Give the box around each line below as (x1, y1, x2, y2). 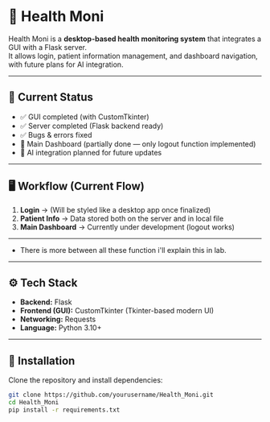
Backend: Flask (19, 297, 72, 307)
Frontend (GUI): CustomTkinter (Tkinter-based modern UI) (19, 306, 215, 316)
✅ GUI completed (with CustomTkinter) (19, 112, 150, 122)
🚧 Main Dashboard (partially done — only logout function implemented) (19, 139, 256, 148)
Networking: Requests (19, 314, 96, 325)
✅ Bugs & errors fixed (19, 130, 92, 139)
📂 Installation (8, 354, 76, 367)
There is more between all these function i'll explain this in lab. (19, 245, 227, 254)
